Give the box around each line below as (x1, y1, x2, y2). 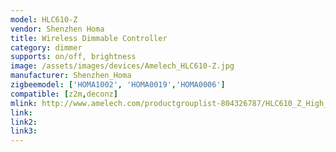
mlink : (10, 98, 38, 108)
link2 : (10, 117, 38, 127)
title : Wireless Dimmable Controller (10, 33, 168, 43)
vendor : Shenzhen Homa (10, 24, 105, 34)
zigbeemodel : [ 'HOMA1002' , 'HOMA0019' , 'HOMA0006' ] (10, 80, 226, 90)
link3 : (10, 126, 38, 136)
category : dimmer (10, 42, 83, 53)
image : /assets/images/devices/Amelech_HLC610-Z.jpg (10, 61, 235, 71)
